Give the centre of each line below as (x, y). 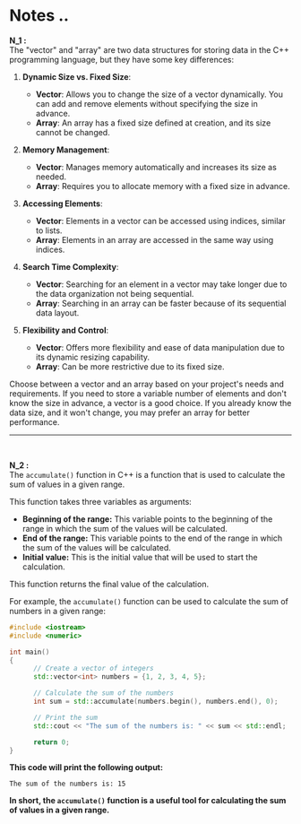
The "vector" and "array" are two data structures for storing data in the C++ (149, 49)
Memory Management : (66, 150)
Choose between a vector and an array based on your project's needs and (147, 384)
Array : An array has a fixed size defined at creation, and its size (153, 123)
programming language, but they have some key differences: (122, 59)
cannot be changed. (73, 132)
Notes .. (39, 16)
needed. (51, 177)
